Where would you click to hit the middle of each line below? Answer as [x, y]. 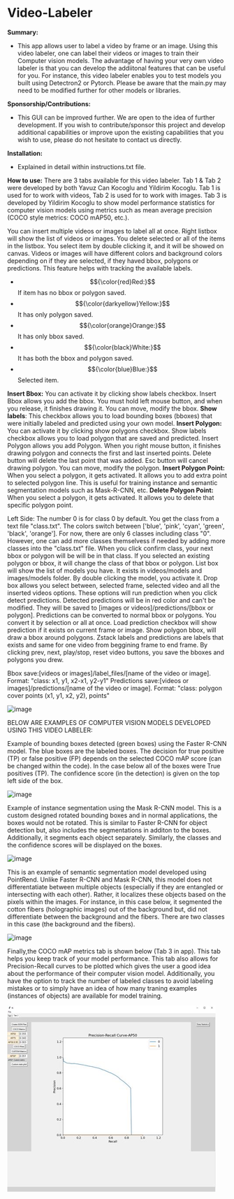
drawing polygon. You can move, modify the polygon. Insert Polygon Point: [116, 468]
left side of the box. [35, 780]
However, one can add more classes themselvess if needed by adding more [116, 540]
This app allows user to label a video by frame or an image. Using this [117, 45]
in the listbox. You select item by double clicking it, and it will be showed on [116, 245]
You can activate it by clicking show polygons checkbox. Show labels [107, 431]
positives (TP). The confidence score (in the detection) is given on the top [114, 773]
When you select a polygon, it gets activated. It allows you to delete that [111, 497]
